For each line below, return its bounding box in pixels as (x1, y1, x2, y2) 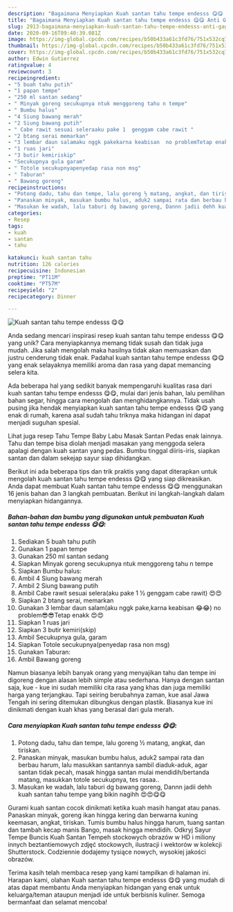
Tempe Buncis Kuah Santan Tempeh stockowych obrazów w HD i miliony (8, 833, 216, 841)
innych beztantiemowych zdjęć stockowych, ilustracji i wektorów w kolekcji (8, 841, 222, 849)
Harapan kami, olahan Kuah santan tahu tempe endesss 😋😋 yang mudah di (8, 876, 225, 884)
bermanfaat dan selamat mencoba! (8, 898, 108, 906)
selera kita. (8, 368, 39, 377)
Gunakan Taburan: (17, 648, 71, 656)
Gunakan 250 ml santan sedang (17, 552, 109, 561)
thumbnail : (8, 42, 39, 49)
